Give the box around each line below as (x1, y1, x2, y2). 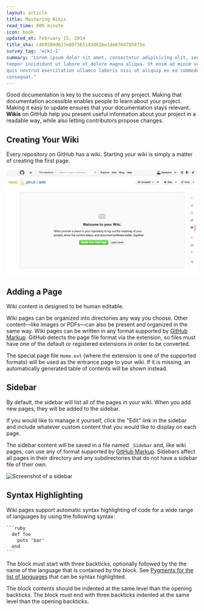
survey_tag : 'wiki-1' (6, 49, 61, 55)
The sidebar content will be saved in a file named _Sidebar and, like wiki (6, 441, 186, 448)
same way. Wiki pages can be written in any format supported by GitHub (6, 328, 188, 335)
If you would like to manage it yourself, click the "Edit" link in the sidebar (6, 416, 187, 424)
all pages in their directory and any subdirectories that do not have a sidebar (6, 454, 197, 461)
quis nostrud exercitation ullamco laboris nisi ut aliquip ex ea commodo (6, 67, 200, 73)
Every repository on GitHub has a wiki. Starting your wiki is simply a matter (6, 150, 193, 158)
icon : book (6, 29, 34, 35)
